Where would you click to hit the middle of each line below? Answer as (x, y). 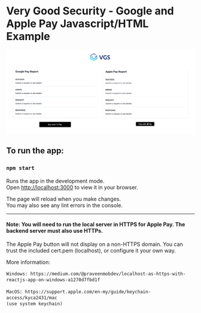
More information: (28, 262)
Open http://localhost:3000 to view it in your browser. (72, 187)
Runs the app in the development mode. (55, 181)
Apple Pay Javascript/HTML (77, 24)
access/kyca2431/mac (32, 297)
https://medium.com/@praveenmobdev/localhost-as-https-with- (108, 274)
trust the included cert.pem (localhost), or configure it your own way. (91, 250)
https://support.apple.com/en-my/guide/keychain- (88, 291)
